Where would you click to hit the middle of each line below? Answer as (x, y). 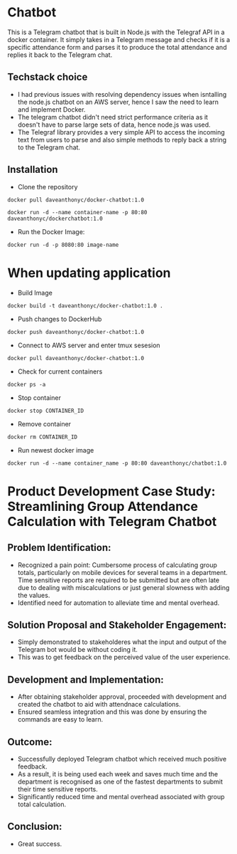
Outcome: (30, 742)
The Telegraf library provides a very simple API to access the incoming (121, 132)
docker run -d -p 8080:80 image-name (63, 245)
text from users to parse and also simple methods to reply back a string (122, 139)
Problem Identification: (59, 548)
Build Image (35, 292)
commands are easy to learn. (60, 719)
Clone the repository (48, 186)
